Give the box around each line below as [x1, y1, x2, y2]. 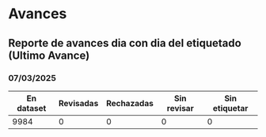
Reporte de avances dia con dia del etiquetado [8, 36, 241, 50]
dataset [17, 102, 47, 113]
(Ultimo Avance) [8, 48, 90, 62]
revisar [166, 102, 194, 113]
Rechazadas [105, 97, 154, 108]
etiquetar [212, 102, 249, 113]
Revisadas [58, 97, 99, 108]
